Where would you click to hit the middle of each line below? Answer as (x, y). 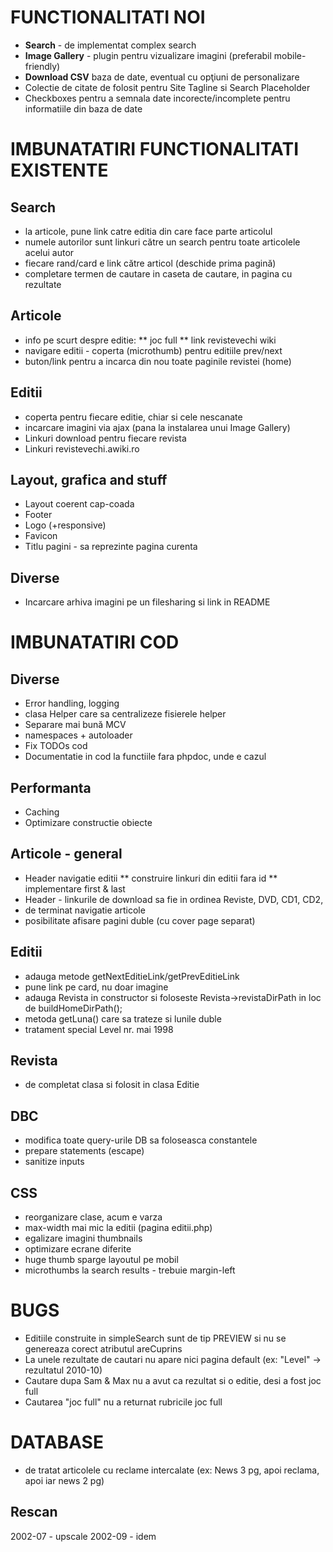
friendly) (42, 66)
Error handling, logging (72, 703)
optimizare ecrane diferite (78, 1249)
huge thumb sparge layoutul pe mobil (101, 1260)
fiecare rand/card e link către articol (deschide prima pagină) (150, 263)
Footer (38, 515)
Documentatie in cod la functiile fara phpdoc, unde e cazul (145, 757)
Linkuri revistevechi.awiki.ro (82, 448)
